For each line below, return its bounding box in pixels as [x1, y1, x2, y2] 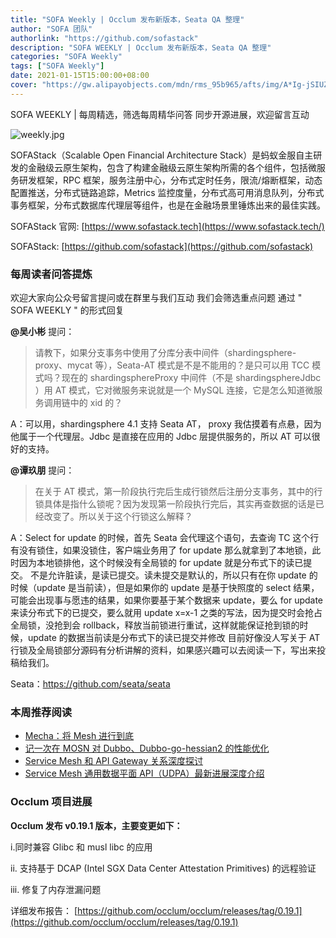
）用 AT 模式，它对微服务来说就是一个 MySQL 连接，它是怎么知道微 [34, 384, 315, 396]
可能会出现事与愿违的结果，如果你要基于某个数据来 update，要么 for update [10, 594, 324, 606]
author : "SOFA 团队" [10, 24, 93, 34]
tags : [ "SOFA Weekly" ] [10, 61, 105, 71]
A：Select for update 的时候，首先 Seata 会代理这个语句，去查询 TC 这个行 [10, 532, 320, 544]
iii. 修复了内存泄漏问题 [10, 883, 102, 895]
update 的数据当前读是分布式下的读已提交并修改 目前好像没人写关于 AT [27, 632, 321, 644]
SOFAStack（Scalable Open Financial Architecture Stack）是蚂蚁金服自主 [10, 149, 314, 161]
